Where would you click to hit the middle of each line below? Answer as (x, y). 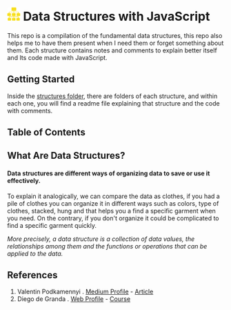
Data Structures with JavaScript (117, 17)
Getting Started (41, 79)
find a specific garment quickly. (52, 225)
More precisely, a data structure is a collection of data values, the (101, 239)
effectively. (24, 181)
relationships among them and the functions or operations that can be (107, 246)
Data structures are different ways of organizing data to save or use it (109, 173)
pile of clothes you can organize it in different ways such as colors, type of (113, 203)
